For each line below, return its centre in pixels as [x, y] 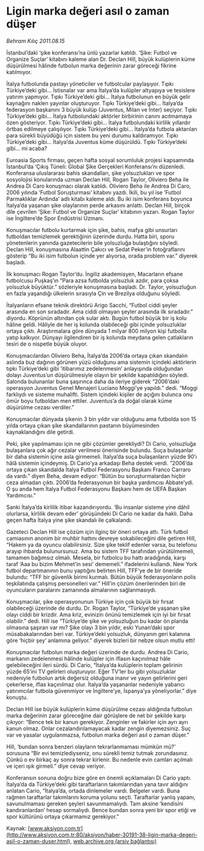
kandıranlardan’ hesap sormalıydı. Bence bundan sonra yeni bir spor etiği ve [101, 810]
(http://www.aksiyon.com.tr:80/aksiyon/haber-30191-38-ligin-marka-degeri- [102, 835]
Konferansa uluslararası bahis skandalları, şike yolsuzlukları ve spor [90, 173]
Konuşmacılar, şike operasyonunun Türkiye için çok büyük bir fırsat [90, 601]
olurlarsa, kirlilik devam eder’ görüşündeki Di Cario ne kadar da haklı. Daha [100, 513]
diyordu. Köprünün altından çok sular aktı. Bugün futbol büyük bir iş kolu [97, 318]
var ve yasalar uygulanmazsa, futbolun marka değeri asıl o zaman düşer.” [98, 735]
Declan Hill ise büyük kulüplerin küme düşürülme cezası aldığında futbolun [99, 709]
